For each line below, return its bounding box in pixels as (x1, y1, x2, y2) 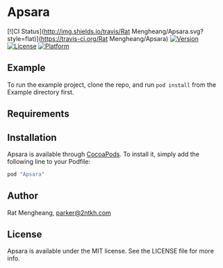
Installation (7, 131, 57, 143)
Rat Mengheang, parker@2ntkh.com (7, 208, 111, 217)
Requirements (7, 108, 69, 120)
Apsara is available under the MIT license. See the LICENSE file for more (7, 247, 214, 256)
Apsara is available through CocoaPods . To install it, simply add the (7, 150, 200, 158)
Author (7, 190, 38, 202)
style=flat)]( (7, 34, 42, 42)
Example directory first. (7, 87, 74, 96)
